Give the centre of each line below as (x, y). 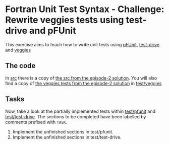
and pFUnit (53, 31)
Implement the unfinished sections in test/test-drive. (67, 137)
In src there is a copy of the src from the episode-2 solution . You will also (81, 78)
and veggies (18, 50)
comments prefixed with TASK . (36, 122)
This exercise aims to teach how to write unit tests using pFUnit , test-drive (82, 44)
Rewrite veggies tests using (65, 20)
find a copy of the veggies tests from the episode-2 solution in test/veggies (83, 83)
